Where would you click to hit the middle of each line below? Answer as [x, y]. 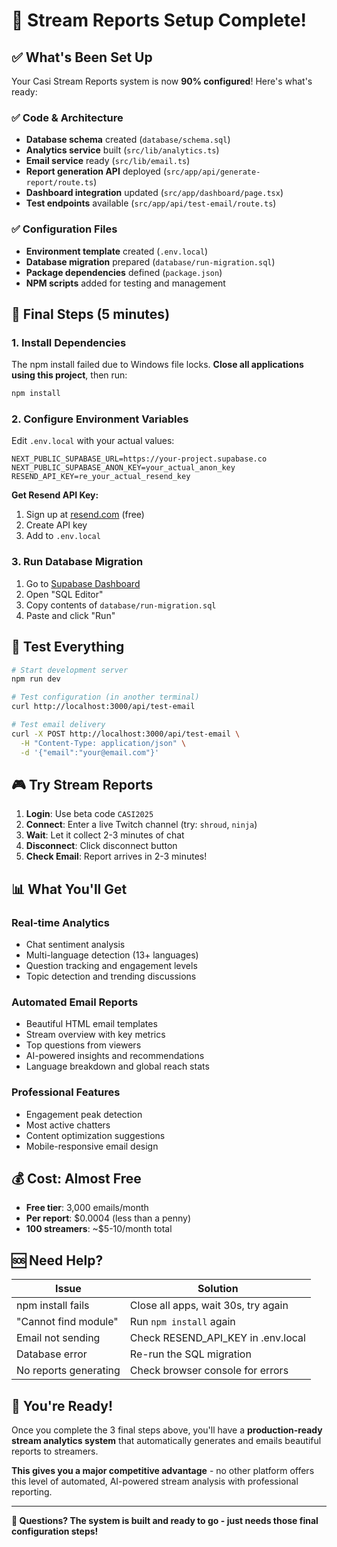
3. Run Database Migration [77, 562]
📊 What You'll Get [69, 889]
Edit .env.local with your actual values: [93, 441]
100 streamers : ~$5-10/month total [99, 1229]
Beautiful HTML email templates [91, 1024]
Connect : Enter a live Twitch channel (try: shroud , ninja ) [141, 825]
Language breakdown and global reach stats [117, 1066]
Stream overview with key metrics [95, 1035]
